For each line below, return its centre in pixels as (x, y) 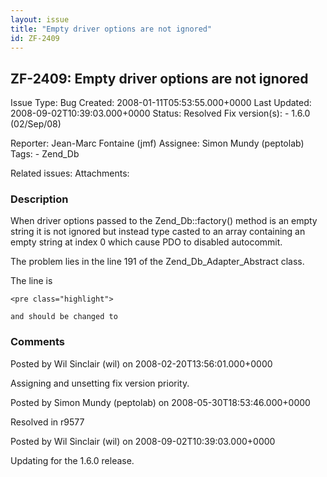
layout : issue (40, 19)
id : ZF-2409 (35, 38)
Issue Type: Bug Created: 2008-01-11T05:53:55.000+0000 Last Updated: (161, 103)
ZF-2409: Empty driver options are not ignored (159, 78)
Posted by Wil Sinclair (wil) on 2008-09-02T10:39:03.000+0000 (143, 441)
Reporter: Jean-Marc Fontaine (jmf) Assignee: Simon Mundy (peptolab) (157, 143)
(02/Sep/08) (36, 124)
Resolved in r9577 (47, 422)
